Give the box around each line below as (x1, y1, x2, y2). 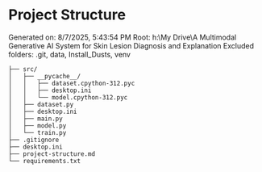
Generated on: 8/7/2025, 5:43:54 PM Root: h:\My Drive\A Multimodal (8, 32, 237, 42)
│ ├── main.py (8, 115, 63, 123)
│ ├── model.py (8, 121, 67, 130)
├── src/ (8, 65, 38, 73)
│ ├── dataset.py (8, 100, 74, 108)
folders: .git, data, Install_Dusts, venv (8, 49, 131, 59)
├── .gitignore (8, 136, 60, 144)
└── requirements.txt (8, 157, 81, 165)
